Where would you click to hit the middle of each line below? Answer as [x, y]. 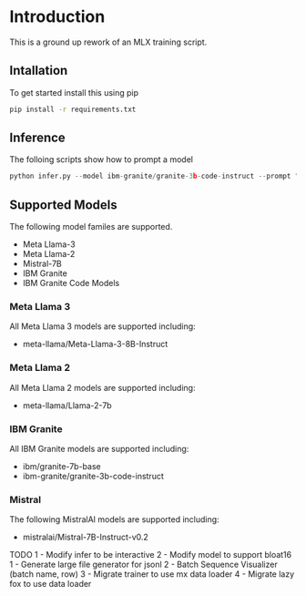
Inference [37, 138]
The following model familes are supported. [91, 227]
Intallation [39, 71]
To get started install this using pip [74, 92]
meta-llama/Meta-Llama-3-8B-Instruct [95, 344]
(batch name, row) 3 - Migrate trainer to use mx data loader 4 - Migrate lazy [152, 574]
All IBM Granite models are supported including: [99, 449]
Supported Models [63, 205]
